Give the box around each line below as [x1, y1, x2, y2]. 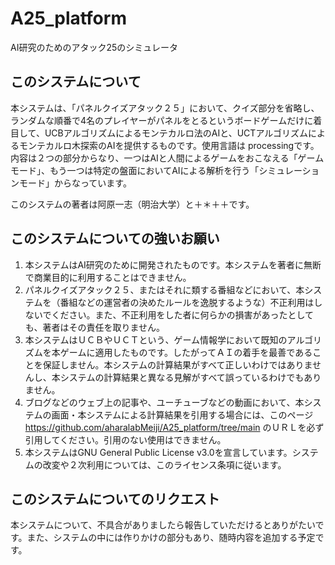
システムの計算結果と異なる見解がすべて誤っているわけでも [59, 371, 305, 383]
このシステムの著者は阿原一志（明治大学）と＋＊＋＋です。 [10, 198, 255, 210]
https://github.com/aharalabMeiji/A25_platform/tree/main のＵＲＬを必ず [24, 421, 325, 433]
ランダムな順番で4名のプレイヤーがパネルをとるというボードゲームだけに [10, 114, 314, 126]
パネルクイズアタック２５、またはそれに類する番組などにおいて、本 [24, 283, 305, 296]
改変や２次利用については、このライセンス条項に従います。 [42, 458, 287, 471]
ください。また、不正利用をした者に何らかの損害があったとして [51, 308, 314, 321]
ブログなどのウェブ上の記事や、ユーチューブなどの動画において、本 [24, 396, 305, 408]
